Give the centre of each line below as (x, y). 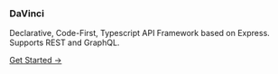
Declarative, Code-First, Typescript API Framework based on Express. (140, 33)
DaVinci (27, 14)
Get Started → (36, 60)
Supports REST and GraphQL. (65, 42)
